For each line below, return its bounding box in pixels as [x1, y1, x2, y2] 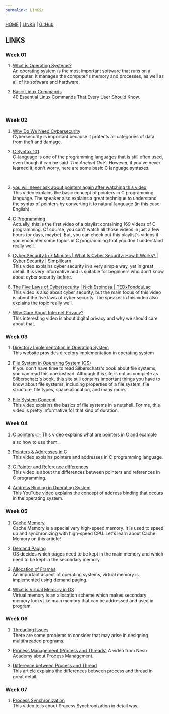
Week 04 [5, 420, 28, 427]
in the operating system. [12, 495, 63, 501]
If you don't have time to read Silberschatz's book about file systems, [12, 365, 157, 371]
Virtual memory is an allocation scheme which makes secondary [12, 592, 147, 598]
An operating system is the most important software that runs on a [12, 68, 151, 74]
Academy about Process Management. [12, 653, 94, 659]
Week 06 [5, 615, 28, 622]
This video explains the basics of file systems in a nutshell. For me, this [12, 402, 160, 408]
